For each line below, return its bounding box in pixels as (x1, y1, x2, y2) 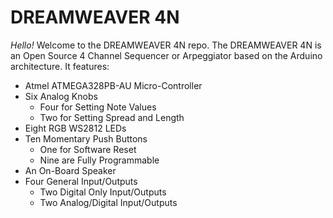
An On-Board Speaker (24, 164, 117, 176)
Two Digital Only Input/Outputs (39, 186, 167, 198)
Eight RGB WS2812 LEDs (24, 122, 127, 134)
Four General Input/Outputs (24, 175, 138, 187)
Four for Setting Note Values (39, 101, 157, 113)
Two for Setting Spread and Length (39, 111, 185, 123)
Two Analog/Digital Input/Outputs (39, 196, 178, 208)
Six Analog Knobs (24, 90, 98, 102)
